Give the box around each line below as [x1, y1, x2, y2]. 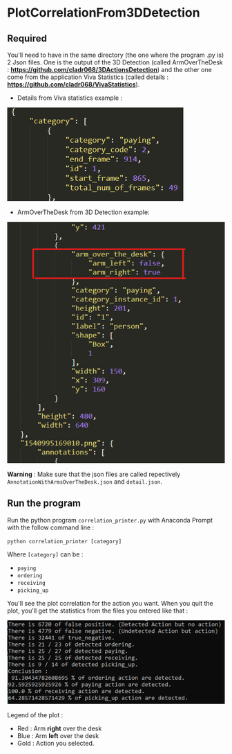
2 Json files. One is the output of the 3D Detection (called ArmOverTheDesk [7, 58, 223, 67]
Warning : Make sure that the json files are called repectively [7, 470, 181, 478]
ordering [17, 572, 43, 579]
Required [7, 33, 47, 44]
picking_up [17, 587, 49, 594]
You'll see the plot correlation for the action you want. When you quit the [7, 599, 213, 607]
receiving [17, 579, 46, 586]
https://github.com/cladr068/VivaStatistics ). [7, 80, 140, 88]
